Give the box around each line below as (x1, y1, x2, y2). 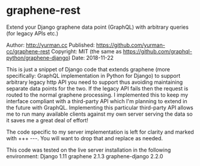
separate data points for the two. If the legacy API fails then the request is (6, 84, 189, 92)
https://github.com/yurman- (95, 41, 165, 49)
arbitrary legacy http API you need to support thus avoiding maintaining (6, 79, 183, 86)
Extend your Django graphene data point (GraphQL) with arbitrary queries (6, 23, 189, 31)
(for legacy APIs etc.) (6, 29, 59, 37)
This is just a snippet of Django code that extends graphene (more (6, 65, 170, 73)
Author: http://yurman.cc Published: (6, 41, 95, 49)
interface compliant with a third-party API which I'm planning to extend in (6, 97, 187, 105)
